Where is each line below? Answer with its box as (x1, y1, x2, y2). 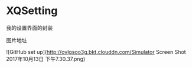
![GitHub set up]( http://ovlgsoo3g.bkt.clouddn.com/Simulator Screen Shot (6, 48, 186, 55)
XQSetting (6, 4, 58, 18)
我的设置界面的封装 (6, 24, 53, 31)
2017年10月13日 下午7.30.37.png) (6, 55, 86, 62)
